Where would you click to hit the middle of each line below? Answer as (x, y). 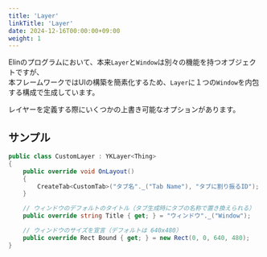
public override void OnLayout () (79, 171)
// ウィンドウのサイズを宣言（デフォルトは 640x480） (103, 230)
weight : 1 (25, 38)
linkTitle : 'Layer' (41, 23)
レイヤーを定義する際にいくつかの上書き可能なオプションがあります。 (124, 110)
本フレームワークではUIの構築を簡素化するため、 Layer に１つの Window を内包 (134, 82)
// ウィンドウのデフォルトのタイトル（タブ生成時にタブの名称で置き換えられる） (139, 209)
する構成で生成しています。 (54, 93)
